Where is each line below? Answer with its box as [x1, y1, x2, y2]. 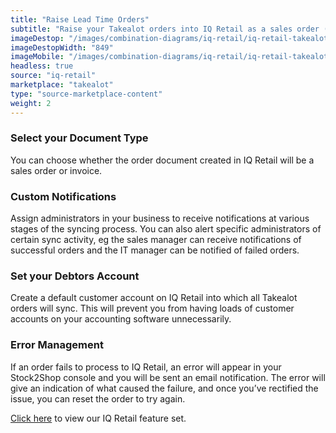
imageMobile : [10, 52, 65, 62]
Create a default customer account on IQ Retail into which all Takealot [10, 292, 298, 304]
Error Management [10, 338, 104, 352]
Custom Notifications [10, 189, 117, 203]
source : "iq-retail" [10, 71, 97, 81]
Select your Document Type [10, 131, 149, 145]
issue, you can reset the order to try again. [10, 392, 186, 405]
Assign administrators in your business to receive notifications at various [10, 212, 310, 225]
